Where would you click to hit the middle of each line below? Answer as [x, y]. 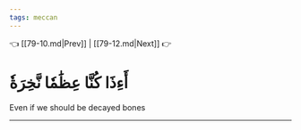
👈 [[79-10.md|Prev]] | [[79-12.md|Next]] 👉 [90, 43]
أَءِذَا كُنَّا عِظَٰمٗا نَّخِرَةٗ [69, 82]
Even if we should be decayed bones [77, 107]
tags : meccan [34, 17]
